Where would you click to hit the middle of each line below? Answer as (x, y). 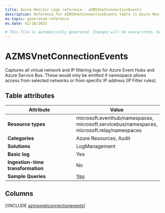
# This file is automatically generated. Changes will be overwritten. (80, 32)
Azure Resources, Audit (103, 138)
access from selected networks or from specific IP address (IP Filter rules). (81, 80)
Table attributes (30, 96)
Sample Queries (27, 176)
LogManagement (96, 146)
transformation (26, 168)
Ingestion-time (26, 162)
